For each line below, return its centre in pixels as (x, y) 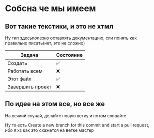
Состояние (69, 55)
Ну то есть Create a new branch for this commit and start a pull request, (77, 125)
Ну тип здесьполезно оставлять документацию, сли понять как (71, 38)
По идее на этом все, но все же (55, 104)
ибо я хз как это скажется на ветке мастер (49, 130)
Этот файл (20, 79)
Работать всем (25, 71)
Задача (30, 55)
